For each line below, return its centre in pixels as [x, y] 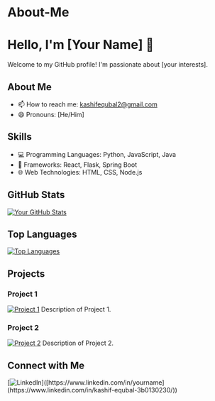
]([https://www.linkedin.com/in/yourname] [103, 383]
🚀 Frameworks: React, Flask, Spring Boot [77, 165]
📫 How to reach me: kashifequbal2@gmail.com [87, 104]
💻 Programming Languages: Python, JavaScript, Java [97, 154]
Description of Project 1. [76, 309]
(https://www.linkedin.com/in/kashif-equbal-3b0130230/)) [92, 390]
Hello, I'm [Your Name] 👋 [81, 45]
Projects [26, 274]
